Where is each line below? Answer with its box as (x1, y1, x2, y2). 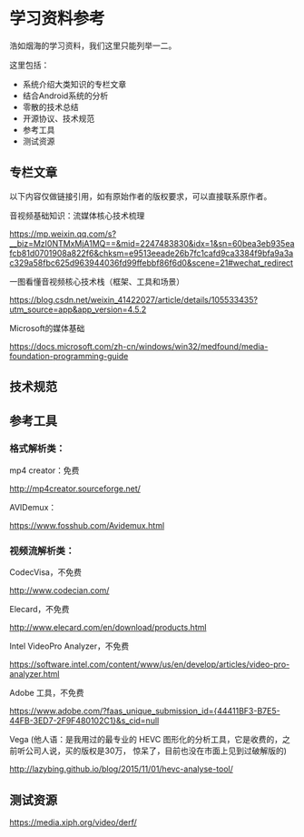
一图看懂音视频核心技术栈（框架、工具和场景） (9, 276, 184, 287)
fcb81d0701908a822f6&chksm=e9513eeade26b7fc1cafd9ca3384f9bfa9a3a (9, 247, 294, 258)
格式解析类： (9, 442, 66, 455)
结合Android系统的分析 (22, 90, 109, 101)
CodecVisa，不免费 (9, 567, 82, 578)
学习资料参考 (9, 8, 106, 29)
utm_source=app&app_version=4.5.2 (9, 304, 147, 315)
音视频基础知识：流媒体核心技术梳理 (9, 210, 145, 221)
